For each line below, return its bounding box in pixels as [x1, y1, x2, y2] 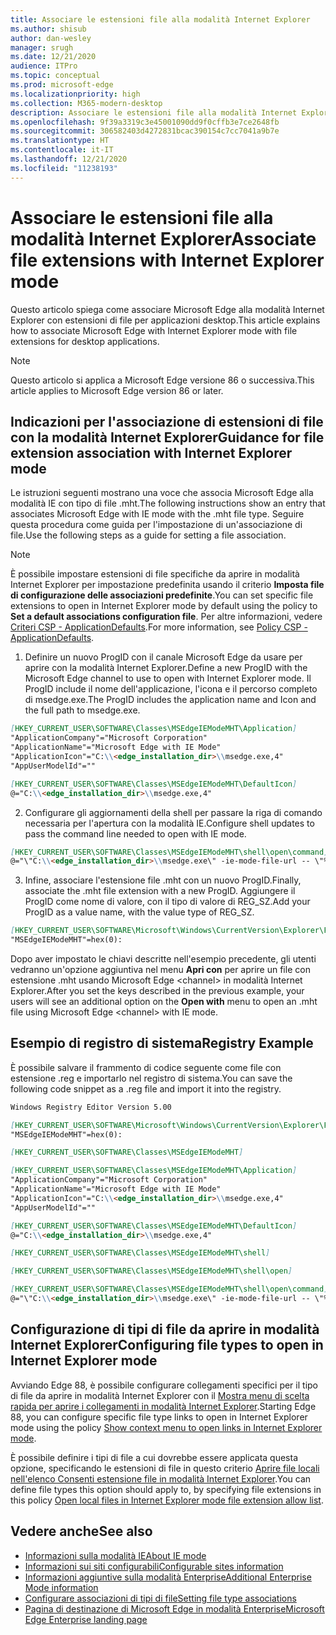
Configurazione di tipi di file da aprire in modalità [10, 1321, 320, 1338]
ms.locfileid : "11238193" [10, 163, 118, 173]
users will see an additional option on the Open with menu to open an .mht [10, 996, 318, 1007]
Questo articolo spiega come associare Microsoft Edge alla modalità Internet [10, 303, 325, 315]
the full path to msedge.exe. [24, 704, 141, 716]
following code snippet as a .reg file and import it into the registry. [10, 1082, 282, 1095]
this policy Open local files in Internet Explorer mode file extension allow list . [10, 1494, 324, 1506]
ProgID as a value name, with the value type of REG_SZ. [24, 906, 255, 918]
